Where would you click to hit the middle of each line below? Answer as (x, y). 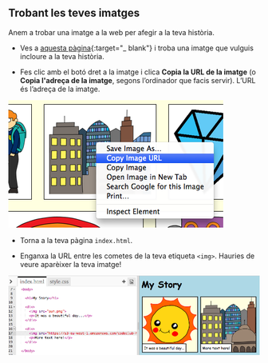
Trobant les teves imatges (74, 13)
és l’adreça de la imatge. (60, 89)
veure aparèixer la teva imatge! (71, 264)
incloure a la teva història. (62, 56)
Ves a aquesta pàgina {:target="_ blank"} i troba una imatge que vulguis (136, 48)
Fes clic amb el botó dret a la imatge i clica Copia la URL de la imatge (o (138, 72)
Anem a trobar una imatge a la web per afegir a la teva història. (112, 32)
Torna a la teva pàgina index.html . (76, 240)
